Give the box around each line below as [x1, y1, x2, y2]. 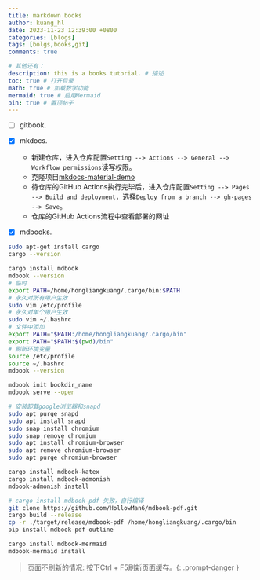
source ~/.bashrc [8, 359, 65, 368]
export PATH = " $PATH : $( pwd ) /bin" [8, 337, 114, 346]
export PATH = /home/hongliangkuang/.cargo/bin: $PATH [8, 286, 180, 295]
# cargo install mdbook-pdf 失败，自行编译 [8, 497, 144, 505]
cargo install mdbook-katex [8, 468, 100, 476]
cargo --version [8, 251, 61, 259]
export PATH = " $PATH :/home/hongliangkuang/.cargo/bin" [8, 331, 188, 339]
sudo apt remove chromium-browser [8, 446, 121, 454]
